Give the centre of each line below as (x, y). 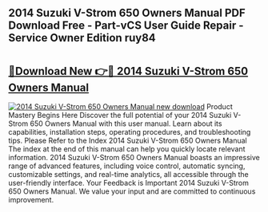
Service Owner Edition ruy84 (82, 38)
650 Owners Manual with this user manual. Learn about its (126, 124)
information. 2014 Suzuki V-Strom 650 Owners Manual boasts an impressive (134, 157)
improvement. (31, 200)
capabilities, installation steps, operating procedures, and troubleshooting (130, 132)
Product (220, 106)
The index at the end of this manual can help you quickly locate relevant (127, 149)
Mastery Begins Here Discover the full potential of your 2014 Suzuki (120, 115)
